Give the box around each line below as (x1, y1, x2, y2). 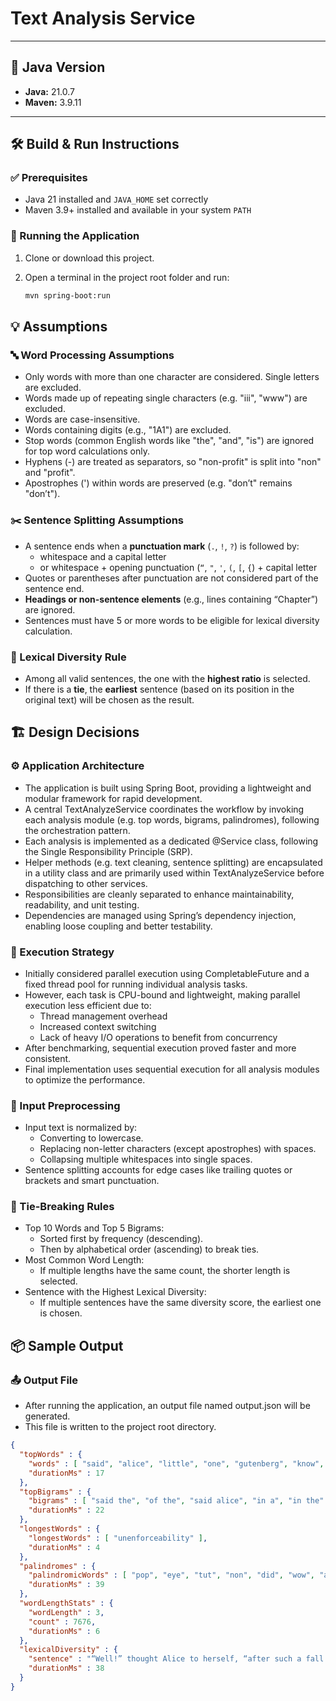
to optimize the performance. (24, 1073, 146, 1086)
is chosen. (39, 1307, 83, 1319)
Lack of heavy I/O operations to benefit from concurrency (39, 1031, 278, 1043)
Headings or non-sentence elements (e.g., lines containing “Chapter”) (24, 593, 319, 605)
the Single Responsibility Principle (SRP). (24, 845, 193, 857)
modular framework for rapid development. (24, 792, 203, 804)
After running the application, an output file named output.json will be (24, 1400, 311, 1412)
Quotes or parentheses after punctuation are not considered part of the (24, 572, 319, 584)
